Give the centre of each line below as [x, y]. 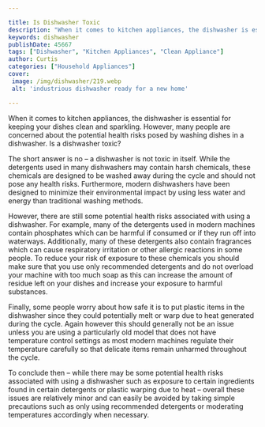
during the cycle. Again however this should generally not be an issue [121, 323]
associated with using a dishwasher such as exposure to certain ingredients [131, 381]
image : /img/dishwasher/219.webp [67, 81]
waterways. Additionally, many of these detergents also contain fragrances [130, 241]
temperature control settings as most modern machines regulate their [121, 340]
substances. [28, 291]
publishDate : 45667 [40, 44]
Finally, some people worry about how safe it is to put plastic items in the [127, 307]
